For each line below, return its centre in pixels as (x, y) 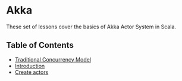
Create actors (32, 72)
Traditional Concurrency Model (53, 59)
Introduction (30, 66)
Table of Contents (40, 45)
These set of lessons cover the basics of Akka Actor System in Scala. (91, 27)
